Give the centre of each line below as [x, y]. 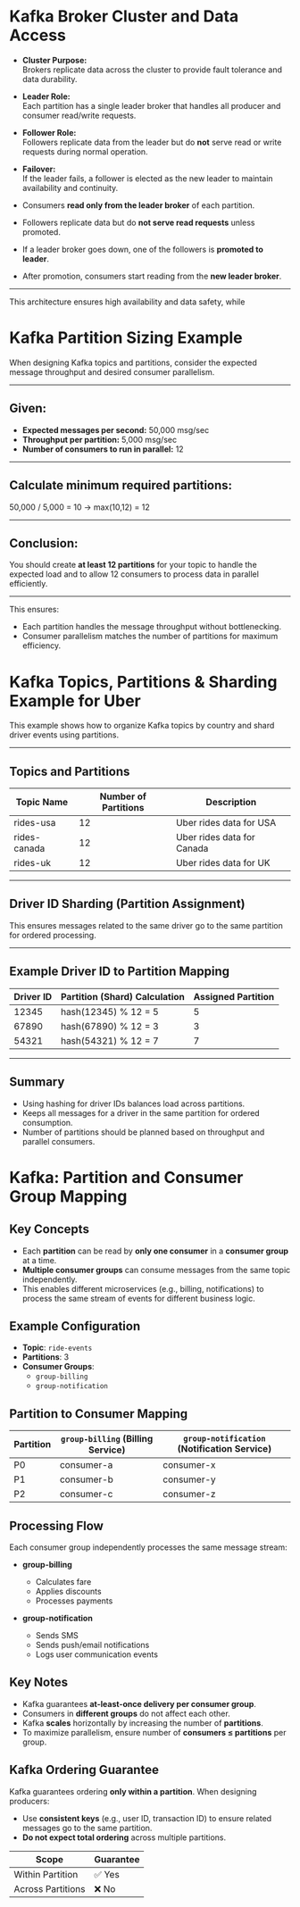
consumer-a [86, 1465]
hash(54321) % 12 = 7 [110, 1040]
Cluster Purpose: [54, 60]
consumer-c [86, 1495]
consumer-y [189, 1479]
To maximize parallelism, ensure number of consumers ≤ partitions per [154, 1732]
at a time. [39, 1260]
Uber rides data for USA [226, 823]
